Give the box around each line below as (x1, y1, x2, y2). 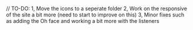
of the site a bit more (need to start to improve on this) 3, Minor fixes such (6, 11, 185, 18)
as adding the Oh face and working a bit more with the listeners (6, 18, 160, 24)
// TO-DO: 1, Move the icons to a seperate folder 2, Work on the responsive (6, 5, 188, 12)
